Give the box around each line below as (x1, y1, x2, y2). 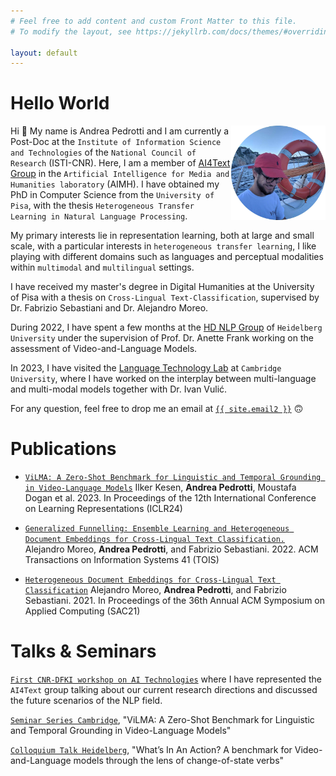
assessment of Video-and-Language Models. (10, 343, 198, 355)
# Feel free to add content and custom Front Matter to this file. (10, 16, 298, 26)
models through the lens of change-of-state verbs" (73, 755, 285, 767)
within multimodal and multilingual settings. (10, 261, 195, 274)
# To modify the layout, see (10, 26, 132, 37)
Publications (10, 438, 117, 460)
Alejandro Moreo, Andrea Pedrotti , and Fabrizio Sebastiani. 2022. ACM (24, 543, 319, 555)
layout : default (10, 48, 78, 58)
